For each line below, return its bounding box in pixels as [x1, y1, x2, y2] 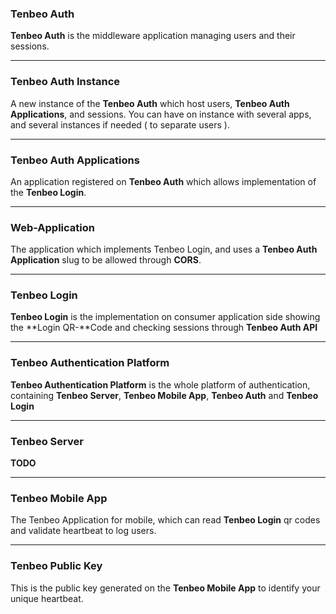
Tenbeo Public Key [10, 559, 103, 573]
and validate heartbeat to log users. [10, 525, 157, 537]
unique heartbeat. [10, 592, 84, 604]
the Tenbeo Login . [10, 186, 87, 198]
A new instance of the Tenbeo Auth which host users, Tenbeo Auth [10, 97, 290, 109]
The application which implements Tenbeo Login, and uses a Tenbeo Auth [10, 243, 318, 256]
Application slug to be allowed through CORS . [10, 254, 202, 266]
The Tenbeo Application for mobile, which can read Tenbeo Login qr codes [10, 514, 321, 526]
